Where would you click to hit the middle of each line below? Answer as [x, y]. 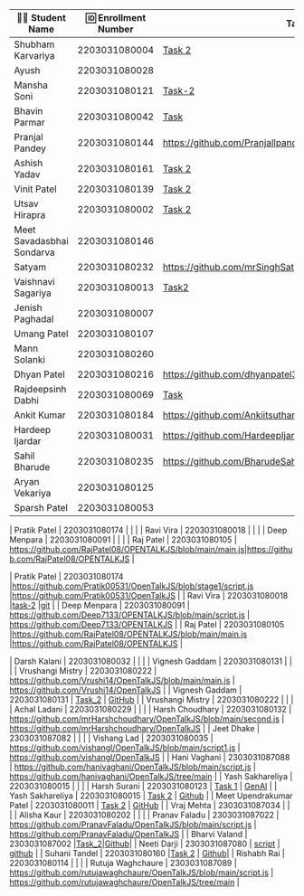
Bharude [32, 467]
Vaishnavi [35, 282]
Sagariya [33, 293]
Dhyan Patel [39, 374]
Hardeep [33, 430]
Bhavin [28, 111]
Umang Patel [41, 334]
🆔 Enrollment [116, 18]
